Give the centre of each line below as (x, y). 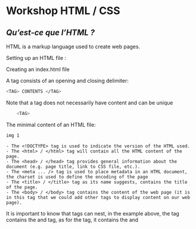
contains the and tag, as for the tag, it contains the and (72, 220)
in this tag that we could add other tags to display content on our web (98, 197)
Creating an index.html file (38, 69)
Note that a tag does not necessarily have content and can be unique (89, 102)
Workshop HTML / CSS (63, 11)
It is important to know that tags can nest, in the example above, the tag (93, 213)
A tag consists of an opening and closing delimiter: (67, 81)
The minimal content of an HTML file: (51, 124)
